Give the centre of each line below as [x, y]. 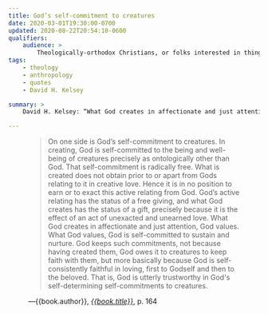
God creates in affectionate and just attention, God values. [143, 227]
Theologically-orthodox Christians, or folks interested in [139, 53]
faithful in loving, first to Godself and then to [162, 269]
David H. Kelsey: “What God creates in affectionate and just [128, 112]
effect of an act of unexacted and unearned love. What [138, 218]
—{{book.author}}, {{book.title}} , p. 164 [93, 301]
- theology [41, 68]
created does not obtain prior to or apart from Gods [132, 176]
